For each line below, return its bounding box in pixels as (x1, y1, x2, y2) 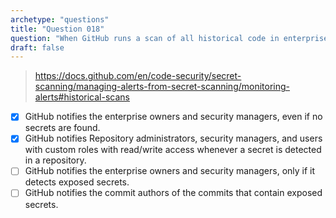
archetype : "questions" (10, 14, 110, 25)
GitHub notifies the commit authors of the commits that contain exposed (24, 187, 323, 199)
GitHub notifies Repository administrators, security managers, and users (24, 132, 323, 145)
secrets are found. (24, 122, 101, 134)
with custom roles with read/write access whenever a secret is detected (24, 144, 322, 156)
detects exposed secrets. (24, 176, 130, 188)
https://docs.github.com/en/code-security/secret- (34, 70, 242, 82)
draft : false (10, 42, 65, 53)
